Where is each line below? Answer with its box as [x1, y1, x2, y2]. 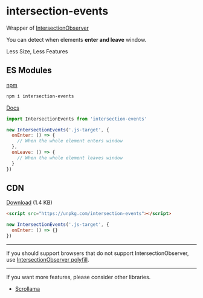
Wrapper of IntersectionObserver [6, 24, 89, 31]
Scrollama [14, 285, 40, 292]
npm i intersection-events [6, 93, 74, 99]
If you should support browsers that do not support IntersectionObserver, [6, 250, 189, 257]
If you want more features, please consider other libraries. [6, 273, 151, 280]
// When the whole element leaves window [17, 154, 123, 161]
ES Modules [6, 65, 53, 76]
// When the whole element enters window [17, 138, 123, 144]
